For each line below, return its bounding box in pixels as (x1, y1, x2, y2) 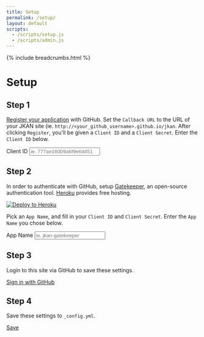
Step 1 (6, 100, 31, 110)
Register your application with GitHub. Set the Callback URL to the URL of (6, 116, 191, 123)
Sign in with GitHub (6, 278, 55, 286)
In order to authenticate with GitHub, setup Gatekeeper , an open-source (6, 183, 188, 190)
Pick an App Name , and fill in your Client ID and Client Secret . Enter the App (6, 212, 197, 220)
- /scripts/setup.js (12, 32, 64, 38)
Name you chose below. (6, 219, 63, 226)
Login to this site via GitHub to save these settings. (6, 266, 134, 274)
